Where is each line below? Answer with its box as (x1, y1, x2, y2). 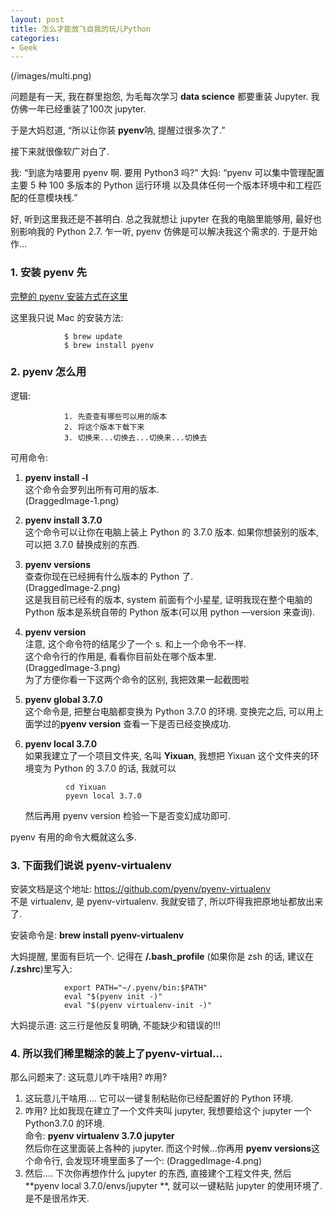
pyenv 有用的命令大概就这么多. (10, 831, 137, 843)
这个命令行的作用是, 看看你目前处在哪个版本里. (24, 650, 217, 662)
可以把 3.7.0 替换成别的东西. (24, 538, 140, 550)
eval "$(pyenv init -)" (63, 992, 163, 1002)
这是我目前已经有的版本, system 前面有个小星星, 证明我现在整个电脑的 (24, 593, 313, 605)
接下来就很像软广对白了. (10, 146, 110, 158)
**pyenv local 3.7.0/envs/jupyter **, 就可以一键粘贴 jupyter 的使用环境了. (24, 1180, 323, 1192)
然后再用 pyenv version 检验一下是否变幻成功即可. (24, 809, 232, 821)
